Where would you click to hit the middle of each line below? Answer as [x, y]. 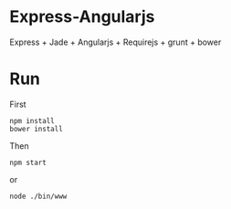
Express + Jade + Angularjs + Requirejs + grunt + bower [115, 42]
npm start [28, 162]
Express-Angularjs [82, 17]
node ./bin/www [38, 196]
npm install [32, 120]
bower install [37, 129]
